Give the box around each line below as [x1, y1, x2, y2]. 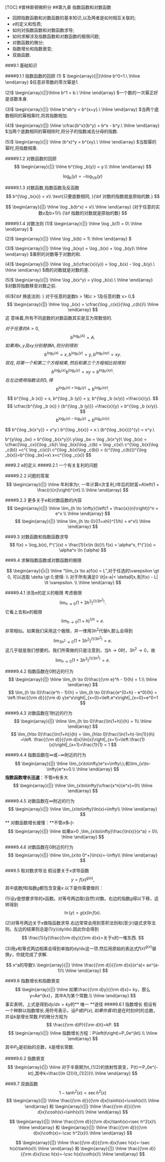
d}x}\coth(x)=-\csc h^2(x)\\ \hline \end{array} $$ [33, 1130, 132, 1136]
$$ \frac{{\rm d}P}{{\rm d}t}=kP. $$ [46, 1022, 120, 1028]
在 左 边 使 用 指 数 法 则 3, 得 [5, 377, 53, 383]
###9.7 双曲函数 [5, 1081, 38, 1087]
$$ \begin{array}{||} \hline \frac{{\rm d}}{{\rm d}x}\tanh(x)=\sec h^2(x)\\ [9, 1118, 157, 1124]
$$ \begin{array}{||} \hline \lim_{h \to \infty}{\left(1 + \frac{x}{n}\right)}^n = [7, 505, 159, 511]
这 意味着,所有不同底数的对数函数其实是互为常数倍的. [5, 315, 113, 321]
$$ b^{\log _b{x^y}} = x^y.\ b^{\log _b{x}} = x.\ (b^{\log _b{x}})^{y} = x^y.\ [5, 427, 155, 433]
